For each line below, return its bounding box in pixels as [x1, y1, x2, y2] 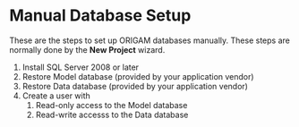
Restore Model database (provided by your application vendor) [21, 71, 254, 81]
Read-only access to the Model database [35, 99, 188, 110]
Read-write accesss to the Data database [35, 109, 189, 120]
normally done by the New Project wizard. [9, 44, 166, 55]
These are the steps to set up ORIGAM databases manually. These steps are [9, 35, 291, 46]
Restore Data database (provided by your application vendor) [21, 80, 249, 91]
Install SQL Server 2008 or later [21, 62, 140, 72]
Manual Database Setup [9, 5, 192, 26]
